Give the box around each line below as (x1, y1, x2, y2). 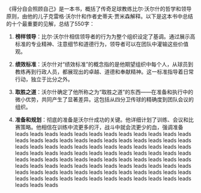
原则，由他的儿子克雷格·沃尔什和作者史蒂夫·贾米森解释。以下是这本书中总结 (6, 13, 194, 20)
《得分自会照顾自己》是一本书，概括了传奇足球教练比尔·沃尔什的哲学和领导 (6, 5, 192, 12)
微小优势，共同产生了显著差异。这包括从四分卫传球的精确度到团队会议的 (14, 96, 194, 103)
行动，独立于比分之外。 (14, 76, 73, 83)
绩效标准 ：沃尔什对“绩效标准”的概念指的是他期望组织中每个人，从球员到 (14, 61, 194, 68)
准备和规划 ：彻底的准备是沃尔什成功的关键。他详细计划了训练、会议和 (14, 116, 189, 123)
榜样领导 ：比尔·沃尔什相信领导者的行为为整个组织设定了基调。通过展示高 (14, 33, 196, 40)
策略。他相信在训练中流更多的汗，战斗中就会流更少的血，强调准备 (20, 123, 184, 131)
